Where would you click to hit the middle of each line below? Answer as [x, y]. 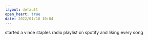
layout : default [21, 10]
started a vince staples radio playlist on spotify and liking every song [74, 33]
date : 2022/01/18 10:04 [29, 19]
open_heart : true [23, 14]
